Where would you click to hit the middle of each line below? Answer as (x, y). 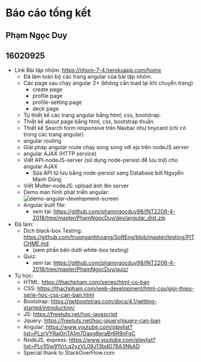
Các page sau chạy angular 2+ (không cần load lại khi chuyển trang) (108, 83)
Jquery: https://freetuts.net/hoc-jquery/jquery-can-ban (92, 321)
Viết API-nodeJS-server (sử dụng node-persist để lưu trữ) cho (100, 160)
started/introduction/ (49, 308)
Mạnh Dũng (47, 179)
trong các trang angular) (54, 134)
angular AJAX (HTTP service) (60, 154)
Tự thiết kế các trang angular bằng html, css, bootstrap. (92, 115)
